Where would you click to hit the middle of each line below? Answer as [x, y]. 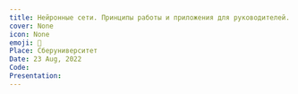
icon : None [30, 34]
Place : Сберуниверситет [54, 51]
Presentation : [36, 76]
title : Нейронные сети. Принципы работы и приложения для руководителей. [150, 17]
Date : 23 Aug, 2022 [46, 59]
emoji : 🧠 [26, 43]
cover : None [31, 26]
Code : [19, 68]
